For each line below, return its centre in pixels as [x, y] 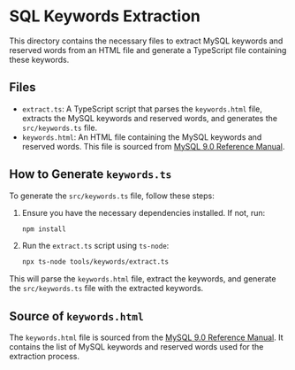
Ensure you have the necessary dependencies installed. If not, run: [144, 212]
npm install [44, 229]
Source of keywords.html [76, 316]
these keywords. [39, 59]
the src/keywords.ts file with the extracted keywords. [106, 289]
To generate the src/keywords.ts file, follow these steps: [112, 196]
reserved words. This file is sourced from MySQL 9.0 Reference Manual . [153, 146]
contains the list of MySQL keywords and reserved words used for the [136, 347]
